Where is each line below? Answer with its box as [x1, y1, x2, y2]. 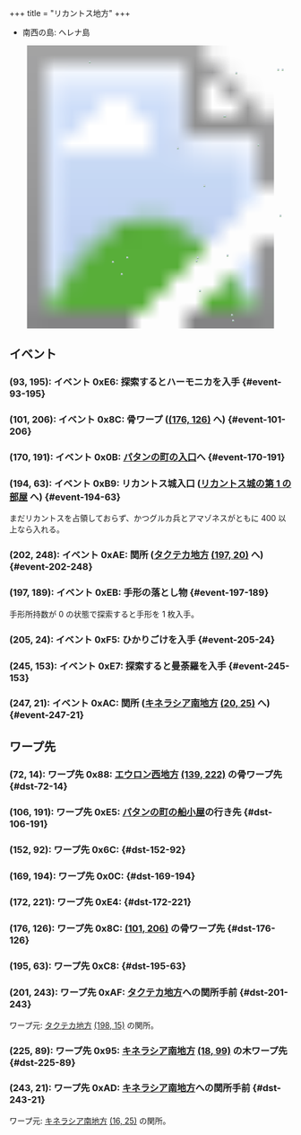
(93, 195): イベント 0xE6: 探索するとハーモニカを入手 [9, 376, 240, 388]
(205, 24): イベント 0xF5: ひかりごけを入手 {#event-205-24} [9, 633, 276, 645]
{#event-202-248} [9, 561, 93, 573]
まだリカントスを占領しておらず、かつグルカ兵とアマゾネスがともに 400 [9, 513, 277, 524]
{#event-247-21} [9, 709, 85, 722]
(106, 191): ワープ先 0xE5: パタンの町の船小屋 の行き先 [9, 805, 242, 818]
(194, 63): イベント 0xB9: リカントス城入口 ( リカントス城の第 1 [9, 477, 280, 490]
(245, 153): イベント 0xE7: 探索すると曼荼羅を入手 [9, 660, 227, 672]
